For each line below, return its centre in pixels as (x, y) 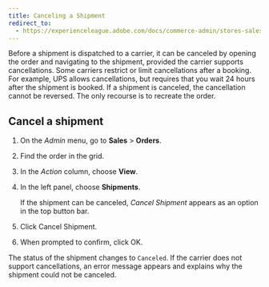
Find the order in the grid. (62, 156)
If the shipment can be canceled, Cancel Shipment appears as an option (139, 203)
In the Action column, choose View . (79, 172)
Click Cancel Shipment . (58, 227)
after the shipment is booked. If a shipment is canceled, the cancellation (127, 87)
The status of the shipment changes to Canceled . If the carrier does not (125, 258)
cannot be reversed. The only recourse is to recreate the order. (112, 96)
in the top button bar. (54, 211)
